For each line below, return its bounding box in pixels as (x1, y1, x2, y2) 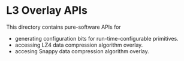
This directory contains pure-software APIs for (6, 23, 121, 30)
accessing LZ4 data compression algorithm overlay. (14, 41, 143, 48)
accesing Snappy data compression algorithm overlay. (14, 47, 150, 54)
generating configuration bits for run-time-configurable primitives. (14, 35, 179, 42)
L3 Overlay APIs (6, 4, 88, 17)
